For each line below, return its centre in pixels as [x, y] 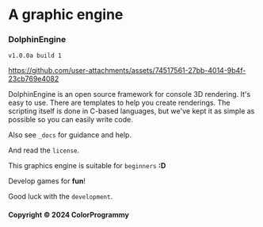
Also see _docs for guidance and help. [70, 135]
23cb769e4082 [34, 79]
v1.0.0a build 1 [35, 56]
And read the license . [44, 150]
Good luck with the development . [61, 197]
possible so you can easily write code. [71, 120]
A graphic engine [66, 15]
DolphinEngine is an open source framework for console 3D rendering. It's [130, 94]
